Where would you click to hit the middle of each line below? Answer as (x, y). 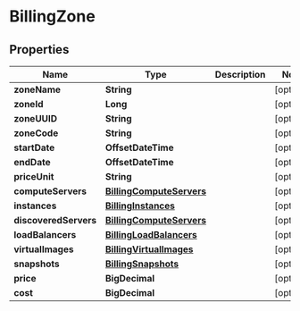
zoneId (29, 104)
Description (240, 75)
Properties (39, 50)
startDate (34, 147)
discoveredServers (55, 220)
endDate (32, 162)
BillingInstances (140, 206)
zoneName (37, 89)
